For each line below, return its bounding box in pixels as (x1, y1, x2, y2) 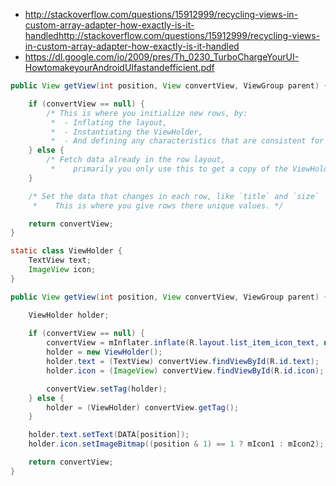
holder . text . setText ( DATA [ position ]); (28, 430, 190, 440)
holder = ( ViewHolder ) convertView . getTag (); (46, 402, 240, 413)
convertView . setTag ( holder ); (46, 384, 168, 394)
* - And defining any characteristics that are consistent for (50, 136, 325, 146)
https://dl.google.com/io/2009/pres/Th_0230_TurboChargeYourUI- (24, 51, 300, 63)
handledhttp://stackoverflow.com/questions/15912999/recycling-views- (24, 30, 321, 41)
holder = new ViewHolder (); (46, 347, 163, 358)
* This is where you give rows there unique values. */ (32, 200, 284, 211)
